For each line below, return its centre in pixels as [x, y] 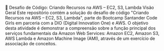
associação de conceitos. [31, 43]
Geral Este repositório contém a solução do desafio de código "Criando [77, 13]
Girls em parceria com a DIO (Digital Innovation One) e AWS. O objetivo [77, 23]
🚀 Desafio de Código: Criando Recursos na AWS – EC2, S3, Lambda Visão [80, 8]
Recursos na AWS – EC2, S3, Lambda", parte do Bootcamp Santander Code [81, 18]
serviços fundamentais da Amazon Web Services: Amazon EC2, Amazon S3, [82, 33]
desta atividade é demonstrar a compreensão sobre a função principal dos [80, 28]
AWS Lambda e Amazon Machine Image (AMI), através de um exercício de [80, 38]
